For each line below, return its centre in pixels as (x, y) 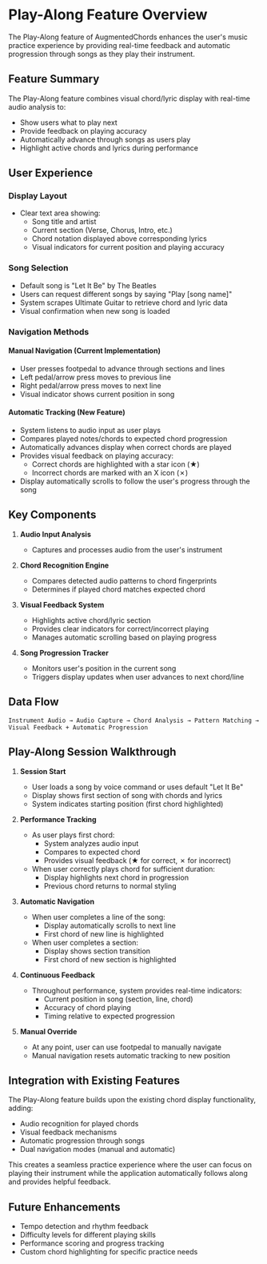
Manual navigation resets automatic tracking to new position (131, 1055)
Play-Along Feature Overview (108, 15)
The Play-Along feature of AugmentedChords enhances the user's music (128, 37)
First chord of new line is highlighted (104, 933)
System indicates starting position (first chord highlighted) (128, 804)
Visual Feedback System (62, 604)
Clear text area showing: (60, 213)
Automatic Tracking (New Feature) (67, 412)
